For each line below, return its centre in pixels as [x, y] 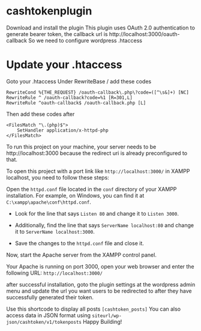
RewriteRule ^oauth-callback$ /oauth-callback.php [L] [76, 103]
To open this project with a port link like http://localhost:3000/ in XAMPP [98, 171]
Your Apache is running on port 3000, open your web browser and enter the [100, 266]
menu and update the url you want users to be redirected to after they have [99, 291]
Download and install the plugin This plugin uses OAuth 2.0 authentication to [100, 28]
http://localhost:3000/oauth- [144, 34]
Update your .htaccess [64, 65]
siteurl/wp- [107, 316]
